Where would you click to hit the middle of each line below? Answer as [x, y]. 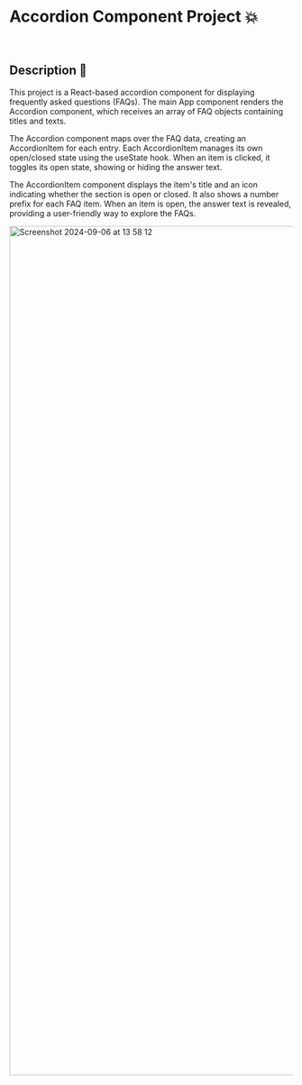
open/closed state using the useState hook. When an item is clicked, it [140, 157]
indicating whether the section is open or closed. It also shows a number [144, 194]
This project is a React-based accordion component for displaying [132, 92]
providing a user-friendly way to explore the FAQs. [103, 213]
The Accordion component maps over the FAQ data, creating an [128, 138]
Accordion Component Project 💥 [134, 17]
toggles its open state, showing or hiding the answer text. [116, 167]
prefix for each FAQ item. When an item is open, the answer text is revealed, [150, 204]
